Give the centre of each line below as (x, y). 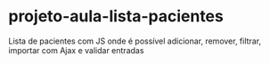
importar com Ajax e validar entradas (76, 50)
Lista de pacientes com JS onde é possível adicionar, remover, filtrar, (135, 41)
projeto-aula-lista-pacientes (116, 16)
